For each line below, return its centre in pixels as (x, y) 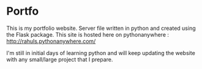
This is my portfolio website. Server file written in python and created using (101, 28)
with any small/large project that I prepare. (60, 59)
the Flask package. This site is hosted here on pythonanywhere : (88, 34)
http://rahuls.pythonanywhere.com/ (51, 41)
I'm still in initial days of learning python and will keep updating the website (101, 53)
